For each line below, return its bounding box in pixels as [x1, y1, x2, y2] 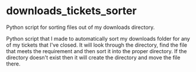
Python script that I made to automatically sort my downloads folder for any [6, 35, 191, 42]
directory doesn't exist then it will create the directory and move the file [6, 54, 181, 61]
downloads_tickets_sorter [6, 4, 137, 18]
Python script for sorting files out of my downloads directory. [6, 24, 155, 31]
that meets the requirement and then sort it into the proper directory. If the [6, 47, 187, 54]
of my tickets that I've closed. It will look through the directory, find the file [6, 41, 188, 48]
